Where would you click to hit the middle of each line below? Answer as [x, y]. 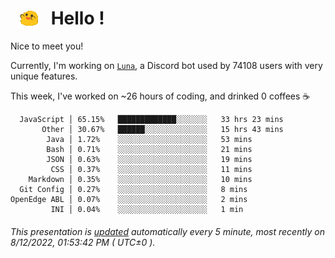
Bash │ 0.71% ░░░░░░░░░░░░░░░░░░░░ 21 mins [149, 150]
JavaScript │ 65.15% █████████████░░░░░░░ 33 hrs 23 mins [151, 120]
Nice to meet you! [47, 46]
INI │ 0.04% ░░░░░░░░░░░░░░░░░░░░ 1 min [147, 210]
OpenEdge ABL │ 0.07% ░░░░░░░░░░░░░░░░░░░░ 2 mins [129, 200]
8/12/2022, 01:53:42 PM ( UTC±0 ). [83, 242]
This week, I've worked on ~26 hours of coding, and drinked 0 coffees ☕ [160, 96]
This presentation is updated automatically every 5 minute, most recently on [167, 231]
